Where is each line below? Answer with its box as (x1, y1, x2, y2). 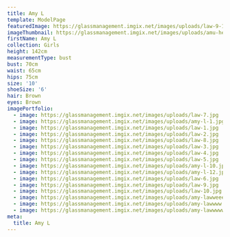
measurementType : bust (7, 55, 72, 61)
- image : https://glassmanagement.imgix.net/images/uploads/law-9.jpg (13, 182, 219, 189)
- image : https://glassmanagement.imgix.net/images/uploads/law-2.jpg (13, 130, 219, 137)
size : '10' (7, 80, 38, 87)
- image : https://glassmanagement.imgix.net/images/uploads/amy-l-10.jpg (13, 162, 228, 169)
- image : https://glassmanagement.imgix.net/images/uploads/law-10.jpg (13, 188, 222, 195)
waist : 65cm (7, 67, 41, 74)
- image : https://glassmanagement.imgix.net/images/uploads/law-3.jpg (13, 143, 219, 150)
